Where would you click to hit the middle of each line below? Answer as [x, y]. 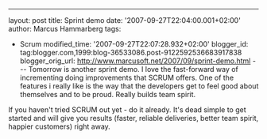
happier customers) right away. [60, 126]
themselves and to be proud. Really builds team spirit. [108, 94]
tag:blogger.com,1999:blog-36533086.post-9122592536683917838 [131, 53]
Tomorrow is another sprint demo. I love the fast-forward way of [133, 69]
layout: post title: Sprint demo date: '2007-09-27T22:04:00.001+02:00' [124, 20]
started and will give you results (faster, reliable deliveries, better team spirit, [133, 118]
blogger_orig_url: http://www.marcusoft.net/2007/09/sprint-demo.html [135, 61]
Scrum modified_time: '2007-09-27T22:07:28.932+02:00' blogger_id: [134, 44]
